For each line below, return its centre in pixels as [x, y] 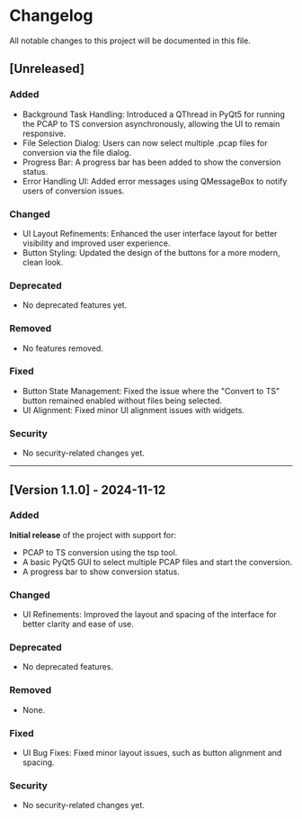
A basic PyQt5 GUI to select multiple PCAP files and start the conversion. [157, 562]
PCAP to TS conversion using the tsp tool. [100, 552]
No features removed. [62, 348]
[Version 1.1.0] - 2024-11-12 [88, 490]
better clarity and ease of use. [78, 624]
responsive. [44, 133]
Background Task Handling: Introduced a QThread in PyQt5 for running [154, 114]
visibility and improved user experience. [96, 243]
